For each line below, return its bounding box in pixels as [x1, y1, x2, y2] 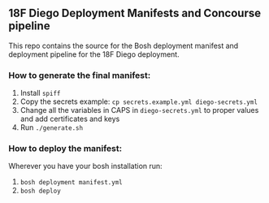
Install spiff [20, 89, 61, 98]
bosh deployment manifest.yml [20, 179, 124, 187]
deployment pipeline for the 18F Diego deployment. [8, 49, 180, 59]
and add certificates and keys [20, 114, 120, 124]
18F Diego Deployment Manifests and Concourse [8, 6, 262, 20]
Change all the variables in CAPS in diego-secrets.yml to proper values [20, 106, 259, 115]
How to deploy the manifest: [8, 143, 123, 154]
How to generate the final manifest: [8, 69, 151, 80]
